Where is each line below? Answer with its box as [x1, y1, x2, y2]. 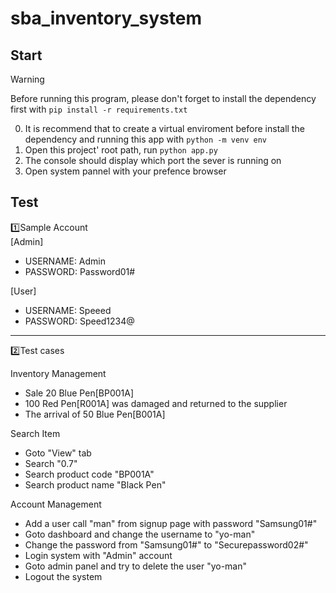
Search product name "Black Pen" [24, 478, 167, 491]
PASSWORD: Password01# [24, 265, 136, 277]
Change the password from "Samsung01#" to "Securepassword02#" [24, 538, 309, 551]
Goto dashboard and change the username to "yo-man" [24, 528, 256, 540]
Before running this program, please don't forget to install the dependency [10, 93, 317, 104]
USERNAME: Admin [24, 255, 107, 267]
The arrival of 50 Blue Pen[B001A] [24, 408, 166, 420]
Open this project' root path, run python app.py [24, 144, 218, 156]
